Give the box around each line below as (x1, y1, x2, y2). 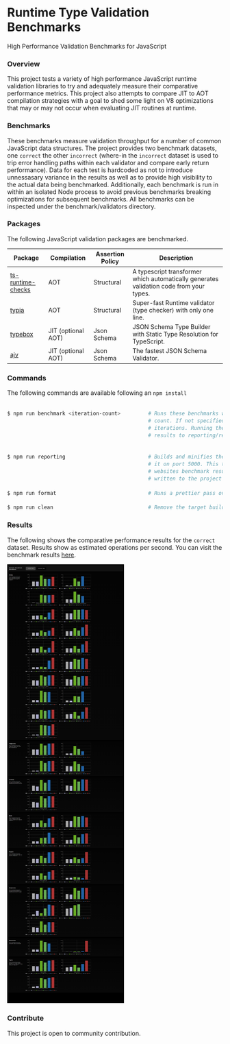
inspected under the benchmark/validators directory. (7, 202, 156, 210)
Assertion (95, 250, 125, 258)
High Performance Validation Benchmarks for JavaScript (7, 42, 166, 50)
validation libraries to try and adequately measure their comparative (7, 82, 199, 90)
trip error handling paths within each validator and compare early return (7, 158, 209, 167)
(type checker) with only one (132, 306, 214, 314)
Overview (7, 59, 40, 69)
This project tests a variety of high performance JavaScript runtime (7, 75, 197, 83)
